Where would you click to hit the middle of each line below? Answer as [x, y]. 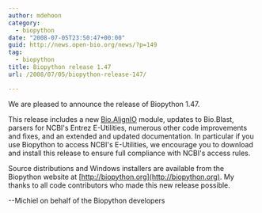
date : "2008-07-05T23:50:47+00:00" [67, 38]
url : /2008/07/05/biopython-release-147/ [78, 74]
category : [25, 23]
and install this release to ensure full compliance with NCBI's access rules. [129, 153]
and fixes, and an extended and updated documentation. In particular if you [131, 136]
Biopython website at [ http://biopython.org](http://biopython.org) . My [122, 177]
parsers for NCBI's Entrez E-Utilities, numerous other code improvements [128, 127]
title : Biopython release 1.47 [60, 67]
